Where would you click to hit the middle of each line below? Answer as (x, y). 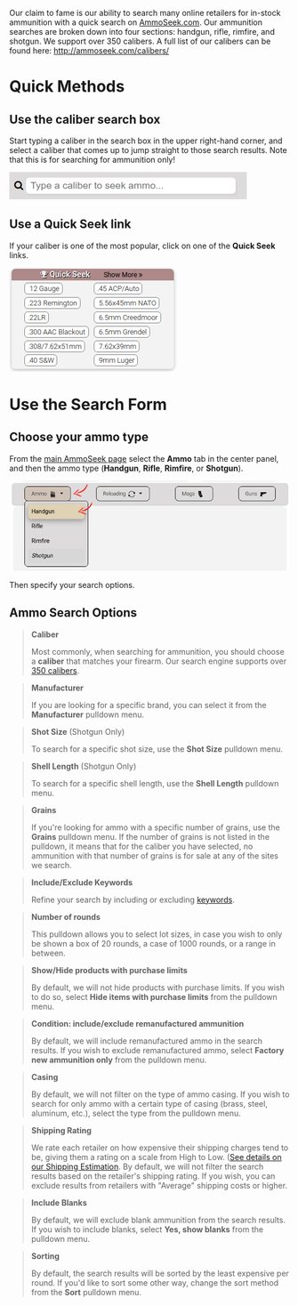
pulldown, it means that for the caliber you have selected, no (142, 846)
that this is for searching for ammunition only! (93, 160)
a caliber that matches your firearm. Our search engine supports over (159, 661)
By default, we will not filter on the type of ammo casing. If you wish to (160, 1094)
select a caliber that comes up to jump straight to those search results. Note (148, 150)
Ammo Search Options (73, 613)
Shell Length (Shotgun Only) (84, 766)
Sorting (45, 1256)
